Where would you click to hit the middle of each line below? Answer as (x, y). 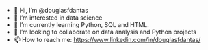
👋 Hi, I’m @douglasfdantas (51, 10)
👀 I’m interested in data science (58, 18)
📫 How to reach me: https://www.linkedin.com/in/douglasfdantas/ (107, 40)
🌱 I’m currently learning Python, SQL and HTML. (81, 25)
